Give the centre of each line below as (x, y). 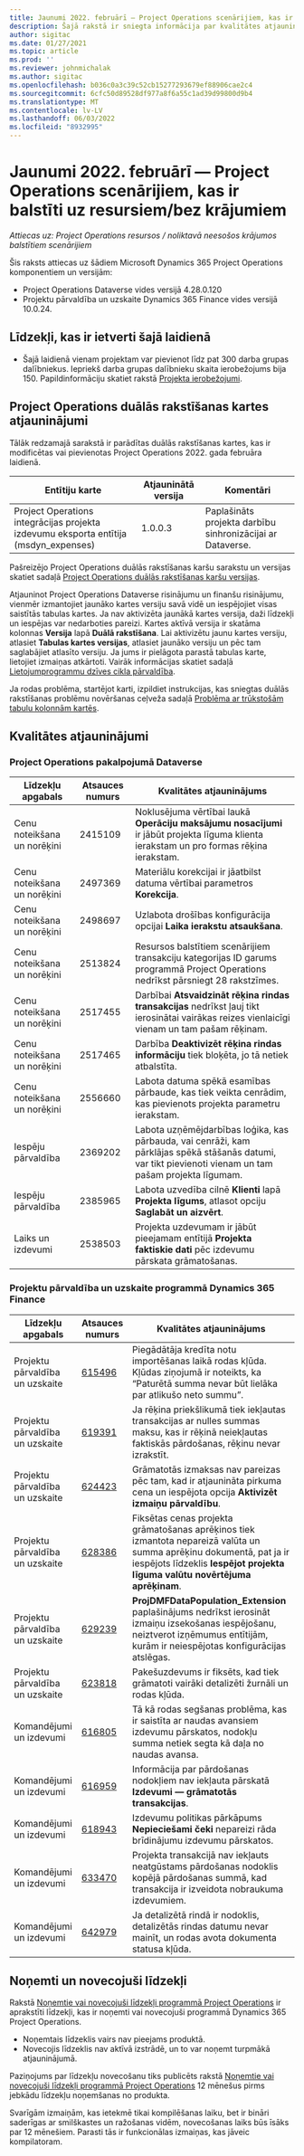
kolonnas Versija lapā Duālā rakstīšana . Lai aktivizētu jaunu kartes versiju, (148, 632)
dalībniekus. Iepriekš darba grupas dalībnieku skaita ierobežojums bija (154, 368)
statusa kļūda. (162, 1949)
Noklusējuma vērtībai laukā (193, 812)
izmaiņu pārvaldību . (177, 1503)
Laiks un (32, 1239)
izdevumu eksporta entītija (70, 533)
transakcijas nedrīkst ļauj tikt (197, 1007)
